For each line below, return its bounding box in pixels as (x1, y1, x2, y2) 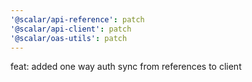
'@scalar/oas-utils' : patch (10, 33, 128, 43)
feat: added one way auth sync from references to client (10, 61, 242, 73)
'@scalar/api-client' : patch (10, 24, 132, 34)
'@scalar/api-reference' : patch (10, 14, 145, 25)
